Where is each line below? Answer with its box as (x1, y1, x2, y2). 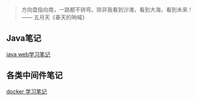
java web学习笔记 (6, 50, 51, 58)
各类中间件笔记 (6, 70, 63, 81)
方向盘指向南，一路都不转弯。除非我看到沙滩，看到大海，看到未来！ (21, 6, 193, 13)
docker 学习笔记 (6, 88, 47, 95)
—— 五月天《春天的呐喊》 (21, 13, 87, 21)
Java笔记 (6, 33, 42, 43)
